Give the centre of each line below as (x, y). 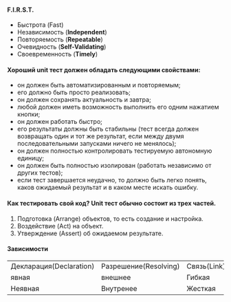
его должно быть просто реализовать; (74, 92)
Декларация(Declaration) (53, 266)
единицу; (31, 158)
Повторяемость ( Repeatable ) (60, 40)
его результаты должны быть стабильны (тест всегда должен (108, 129)
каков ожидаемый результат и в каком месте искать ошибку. (108, 187)
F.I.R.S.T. (21, 10)
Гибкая (198, 277)
